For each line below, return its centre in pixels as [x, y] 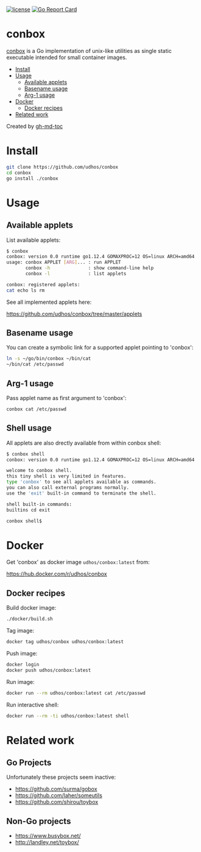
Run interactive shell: [33, 705]
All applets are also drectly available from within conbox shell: [84, 443]
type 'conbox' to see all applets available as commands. [81, 482]
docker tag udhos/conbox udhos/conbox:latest [65, 642]
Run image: [20, 681]
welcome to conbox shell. [39, 471]
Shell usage [29, 428]
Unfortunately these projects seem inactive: [61, 777]
